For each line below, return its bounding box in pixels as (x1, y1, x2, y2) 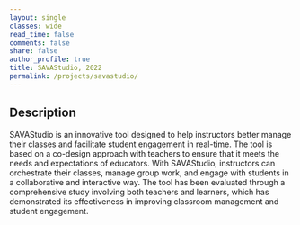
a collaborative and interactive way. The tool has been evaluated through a (9, 176, 286, 187)
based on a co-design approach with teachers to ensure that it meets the (9, 148, 280, 158)
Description (9, 105, 76, 121)
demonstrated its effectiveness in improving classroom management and (9, 195, 279, 207)
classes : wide (9, 22, 63, 31)
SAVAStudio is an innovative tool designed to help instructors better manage (9, 129, 292, 139)
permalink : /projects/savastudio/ (9, 72, 139, 81)
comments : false (9, 38, 70, 48)
